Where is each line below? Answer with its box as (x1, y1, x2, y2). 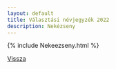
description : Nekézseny (7, 23, 76, 29)
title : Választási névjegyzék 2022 (7, 16, 110, 23)
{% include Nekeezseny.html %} (7, 42, 99, 50)
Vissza (7, 55, 26, 63)
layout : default (7, 10, 54, 17)
